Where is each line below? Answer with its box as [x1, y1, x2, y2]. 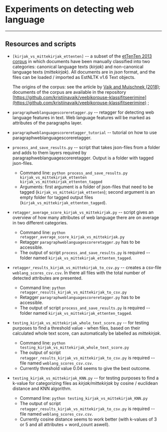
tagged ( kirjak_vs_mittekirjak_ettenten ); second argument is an [19, 189, 155, 195]
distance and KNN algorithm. [12, 385, 72, 391]
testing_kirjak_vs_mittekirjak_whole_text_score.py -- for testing [12, 319, 149, 326]
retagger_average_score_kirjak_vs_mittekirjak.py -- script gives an [12, 209, 154, 215]
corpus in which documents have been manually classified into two [12, 58, 150, 64]
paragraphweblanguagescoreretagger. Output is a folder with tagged [12, 155, 154, 161]
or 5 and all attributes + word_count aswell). [19, 421, 110, 428]
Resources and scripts [5, 40, 76, 48]
